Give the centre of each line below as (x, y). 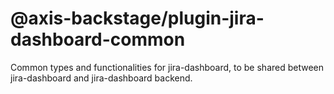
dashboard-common (98, 39)
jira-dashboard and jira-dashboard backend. (101, 78)
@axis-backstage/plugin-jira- (137, 18)
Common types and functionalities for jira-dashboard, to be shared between (167, 67)
